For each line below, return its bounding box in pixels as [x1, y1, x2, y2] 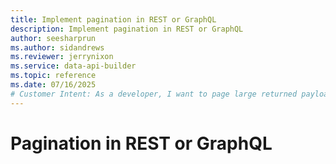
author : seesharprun [10, 33, 97, 43]
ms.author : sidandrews [10, 42, 105, 53]
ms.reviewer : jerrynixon [10, 52, 114, 62]
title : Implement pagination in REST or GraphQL [10, 14, 217, 25]
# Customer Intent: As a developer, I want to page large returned [10, 89, 298, 99]
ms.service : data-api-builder [10, 61, 137, 71]
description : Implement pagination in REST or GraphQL [10, 24, 244, 34]
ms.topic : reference [10, 71, 97, 81]
